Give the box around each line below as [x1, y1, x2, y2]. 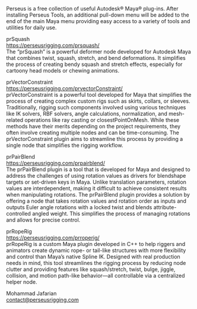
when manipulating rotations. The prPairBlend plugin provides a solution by [6, 191, 190, 198]
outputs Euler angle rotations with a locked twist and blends [6, 204, 152, 210]
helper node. [6, 279, 37, 285]
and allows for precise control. [6, 216, 81, 223]
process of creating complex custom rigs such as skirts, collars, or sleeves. [6, 97, 190, 105]
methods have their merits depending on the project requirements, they [6, 123, 181, 130]
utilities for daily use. [6, 24, 57, 31]
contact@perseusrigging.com [6, 297, 79, 303]
